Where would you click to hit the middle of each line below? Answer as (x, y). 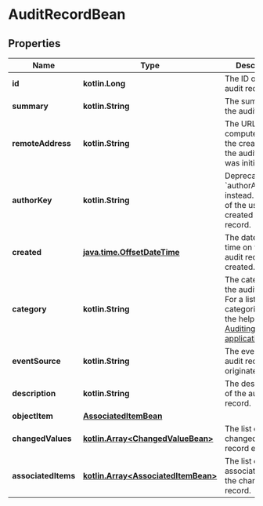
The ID (236, 78)
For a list (240, 299)
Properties (34, 44)
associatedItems (44, 476)
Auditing (240, 329)
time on (238, 247)
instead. (239, 195)
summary (30, 106)
